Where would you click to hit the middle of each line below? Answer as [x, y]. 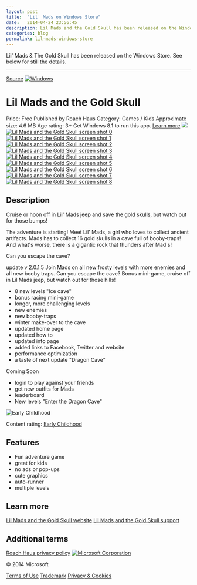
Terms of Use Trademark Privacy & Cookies [59, 576]
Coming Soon [23, 371]
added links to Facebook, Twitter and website [69, 347]
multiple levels [32, 487]
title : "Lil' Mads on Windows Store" [53, 17]
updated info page [37, 341]
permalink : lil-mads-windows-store [50, 39]
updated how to [33, 335]
